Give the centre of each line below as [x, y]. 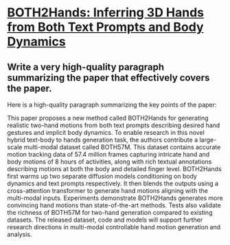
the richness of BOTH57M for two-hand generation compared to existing [110, 212]
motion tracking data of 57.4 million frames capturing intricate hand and [108, 154]
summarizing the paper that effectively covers [108, 78]
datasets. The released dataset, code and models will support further [105, 220]
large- [208, 140]
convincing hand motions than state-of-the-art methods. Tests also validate [114, 205]
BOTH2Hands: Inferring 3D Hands [106, 13]
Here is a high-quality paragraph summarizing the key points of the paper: [112, 105]
